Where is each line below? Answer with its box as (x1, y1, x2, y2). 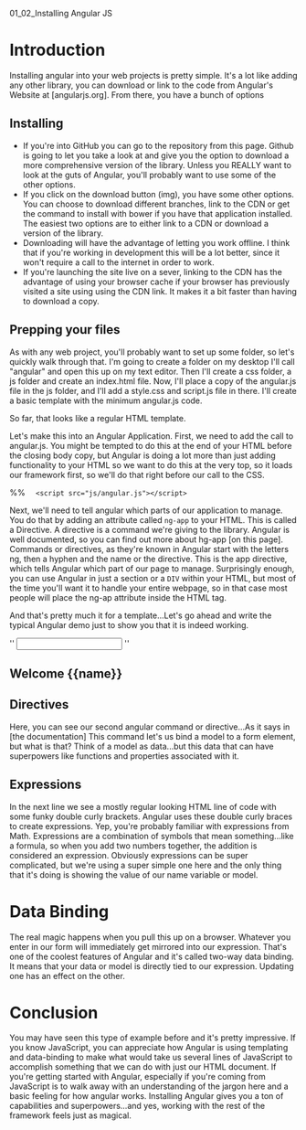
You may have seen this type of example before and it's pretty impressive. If (9, 1032, 296, 1043)
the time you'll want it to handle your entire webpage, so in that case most (9, 582, 288, 593)
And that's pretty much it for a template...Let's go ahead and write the (9, 610, 272, 621)
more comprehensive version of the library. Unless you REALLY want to (22, 159, 292, 170)
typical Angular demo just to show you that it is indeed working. (9, 619, 249, 630)
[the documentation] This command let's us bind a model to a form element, (9, 730, 296, 741)
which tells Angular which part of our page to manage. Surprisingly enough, (9, 562, 295, 574)
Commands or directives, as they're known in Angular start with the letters (9, 543, 290, 554)
